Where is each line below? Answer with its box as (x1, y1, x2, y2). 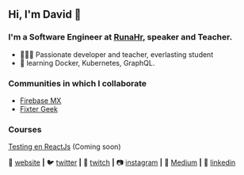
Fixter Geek (19, 104, 58, 113)
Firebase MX (19, 96, 62, 105)
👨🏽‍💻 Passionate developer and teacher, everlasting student (19, 49, 214, 59)
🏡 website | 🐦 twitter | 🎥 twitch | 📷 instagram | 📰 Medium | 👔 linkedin (8, 158, 236, 167)
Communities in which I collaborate (8, 78, 147, 89)
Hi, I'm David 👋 (8, 8, 82, 21)
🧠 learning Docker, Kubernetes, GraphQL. (19, 58, 155, 67)
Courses (8, 124, 42, 135)
